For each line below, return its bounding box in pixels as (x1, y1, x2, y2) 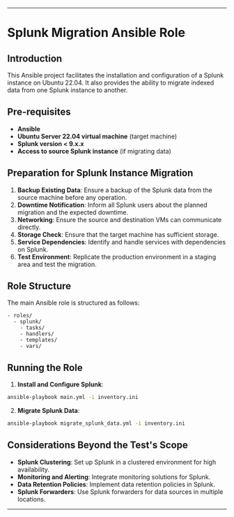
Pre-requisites (7, 106, 71, 118)
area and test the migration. (17, 260, 97, 268)
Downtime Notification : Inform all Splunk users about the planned (17, 201, 208, 209)
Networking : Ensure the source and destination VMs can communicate (17, 215, 222, 224)
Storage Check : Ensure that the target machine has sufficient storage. (17, 230, 219, 238)
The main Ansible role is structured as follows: (7, 298, 140, 307)
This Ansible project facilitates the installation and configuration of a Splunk (7, 71, 224, 79)
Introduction (7, 52, 63, 64)
